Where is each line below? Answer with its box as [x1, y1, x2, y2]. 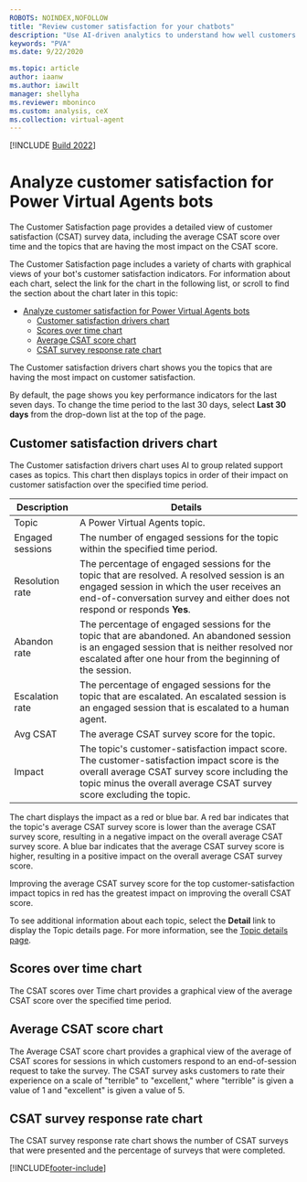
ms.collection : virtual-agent [9, 115, 125, 124]
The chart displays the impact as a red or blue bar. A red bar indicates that [9, 812, 290, 823]
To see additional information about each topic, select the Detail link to [9, 915, 276, 926]
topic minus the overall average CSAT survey [79, 777, 272, 789]
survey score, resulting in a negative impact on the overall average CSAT [9, 831, 283, 842]
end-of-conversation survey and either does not [79, 591, 291, 604]
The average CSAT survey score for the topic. [79, 728, 276, 740]
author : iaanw [9, 72, 64, 82]
